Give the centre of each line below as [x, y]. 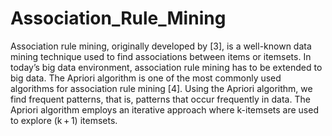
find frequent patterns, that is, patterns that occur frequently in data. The [160, 99]
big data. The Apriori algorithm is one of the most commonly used [146, 78]
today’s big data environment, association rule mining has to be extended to [166, 67]
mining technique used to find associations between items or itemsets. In [161, 56]
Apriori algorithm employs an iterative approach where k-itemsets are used [164, 109]
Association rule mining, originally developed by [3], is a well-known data [161, 46]
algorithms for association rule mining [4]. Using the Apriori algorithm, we [161, 88]
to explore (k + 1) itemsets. [64, 120]
